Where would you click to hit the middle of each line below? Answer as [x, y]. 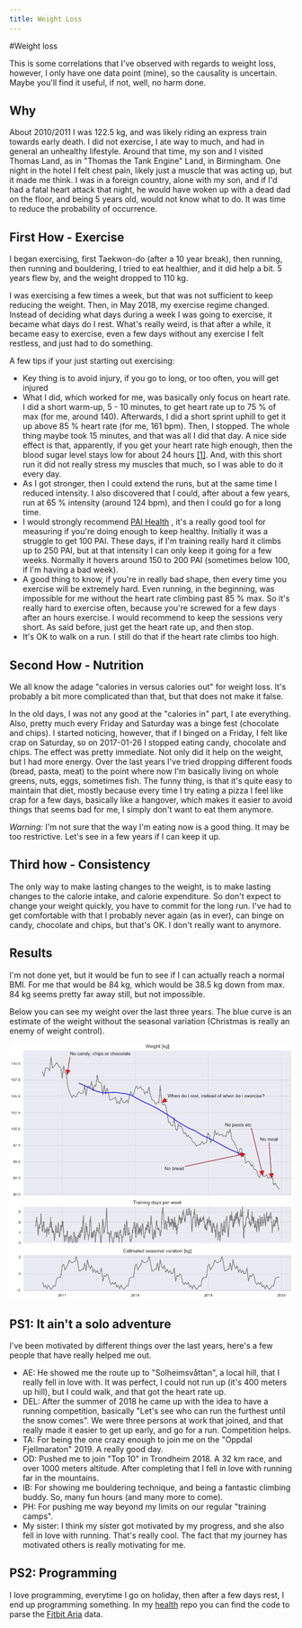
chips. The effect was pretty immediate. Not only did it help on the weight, [147, 752]
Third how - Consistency [80, 865]
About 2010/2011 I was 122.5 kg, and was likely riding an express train [138, 132]
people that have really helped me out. [80, 1355]
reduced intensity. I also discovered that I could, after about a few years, [156, 493]
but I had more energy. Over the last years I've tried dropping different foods [151, 762]
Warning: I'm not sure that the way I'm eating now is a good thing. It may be [150, 827]
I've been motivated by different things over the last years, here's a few [141, 1346]
